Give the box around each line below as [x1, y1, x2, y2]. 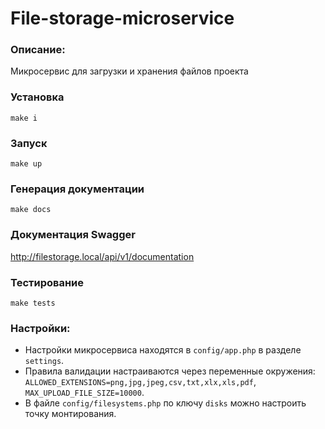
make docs [10, 205, 52, 215]
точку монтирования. [24, 408, 117, 420]
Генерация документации [10, 182, 145, 196]
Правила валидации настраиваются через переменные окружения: [24, 365, 316, 377]
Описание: [10, 43, 66, 57]
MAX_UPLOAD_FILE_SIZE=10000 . [24, 387, 145, 399]
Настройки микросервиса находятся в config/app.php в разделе [24, 344, 302, 356]
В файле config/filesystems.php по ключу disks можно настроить [24, 397, 307, 409]
